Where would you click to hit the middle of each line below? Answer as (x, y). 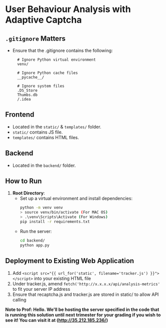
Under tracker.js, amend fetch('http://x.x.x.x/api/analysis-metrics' (86, 284)
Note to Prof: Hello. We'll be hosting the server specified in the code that (82, 309)
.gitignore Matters (35, 38)
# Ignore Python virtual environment (57, 60)
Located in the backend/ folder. (44, 165)
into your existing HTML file (63, 278)
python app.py (35, 245)
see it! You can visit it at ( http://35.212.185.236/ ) (57, 320)
